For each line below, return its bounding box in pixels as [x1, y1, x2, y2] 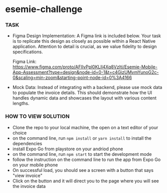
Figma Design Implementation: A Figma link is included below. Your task [12, 33, 161, 39]
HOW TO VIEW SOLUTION [5, 113, 70, 120]
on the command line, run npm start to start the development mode [12, 151, 152, 157]
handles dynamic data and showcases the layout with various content [12, 95, 157, 101]
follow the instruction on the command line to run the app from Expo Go [12, 156, 161, 162]
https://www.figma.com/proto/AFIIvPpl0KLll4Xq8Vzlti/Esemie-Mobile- [12, 64, 158, 70]
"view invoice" [12, 172, 43, 178]
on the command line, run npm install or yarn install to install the [12, 135, 152, 141]
